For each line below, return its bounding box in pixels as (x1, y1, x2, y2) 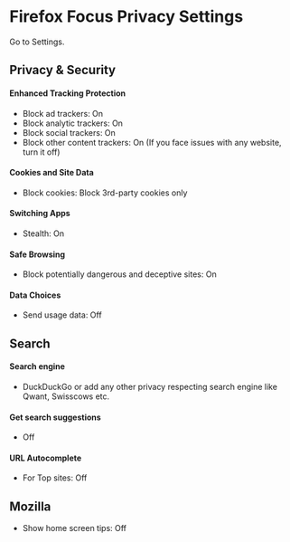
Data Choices (9, 290, 61, 300)
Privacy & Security (9, 62, 117, 78)
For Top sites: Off (22, 472, 88, 483)
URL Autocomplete (9, 452, 82, 463)
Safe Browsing (9, 249, 66, 260)
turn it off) (22, 147, 61, 157)
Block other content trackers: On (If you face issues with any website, (22, 137, 282, 147)
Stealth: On (22, 228, 65, 239)
